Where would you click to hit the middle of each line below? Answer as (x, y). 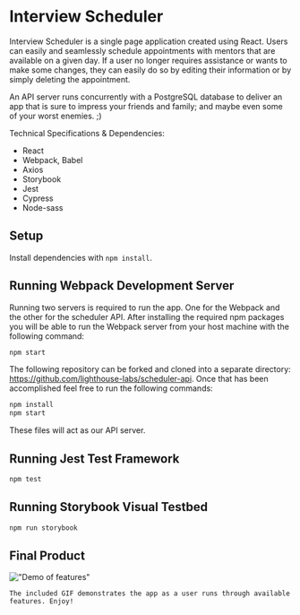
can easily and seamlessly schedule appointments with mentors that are (142, 50)
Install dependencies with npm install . (81, 257)
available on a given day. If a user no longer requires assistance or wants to (149, 60)
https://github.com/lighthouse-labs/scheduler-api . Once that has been (139, 379)
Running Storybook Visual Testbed (109, 507)
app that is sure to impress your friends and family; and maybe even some (146, 106)
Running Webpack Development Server (122, 286)
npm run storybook (43, 528)
